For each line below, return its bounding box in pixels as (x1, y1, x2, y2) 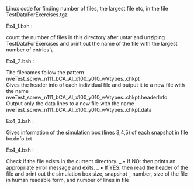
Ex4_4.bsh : (6, 146, 34, 153)
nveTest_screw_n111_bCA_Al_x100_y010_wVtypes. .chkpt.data (6, 106, 152, 113)
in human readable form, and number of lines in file (6, 177, 130, 183)
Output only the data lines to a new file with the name (6, 100, 134, 107)
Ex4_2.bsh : (6, 58, 34, 64)
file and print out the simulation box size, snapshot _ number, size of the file (6, 170, 188, 177)
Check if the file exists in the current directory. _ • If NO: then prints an (6, 158, 176, 164)
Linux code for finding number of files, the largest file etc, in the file (6, 5, 168, 12)
